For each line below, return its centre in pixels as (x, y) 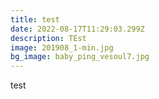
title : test (35, 19)
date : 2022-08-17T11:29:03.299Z (77, 29)
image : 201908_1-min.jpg (62, 47)
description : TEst (48, 38)
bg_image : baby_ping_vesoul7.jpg (80, 57)
